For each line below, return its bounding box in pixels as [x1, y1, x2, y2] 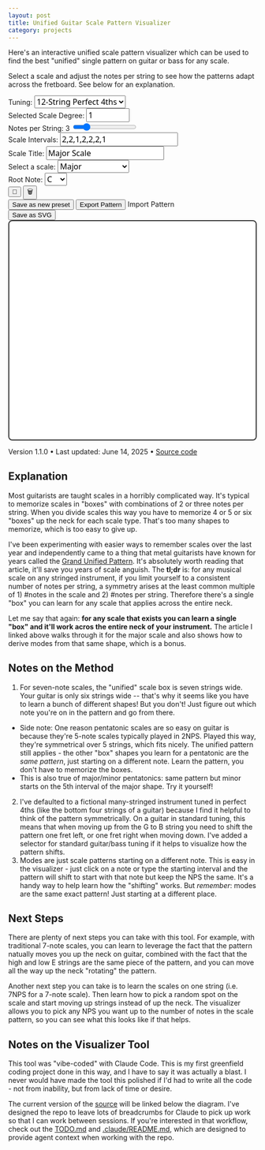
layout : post [8, 11, 51, 20]
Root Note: [8, 175, 43, 185]
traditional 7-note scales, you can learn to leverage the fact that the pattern [8, 941, 252, 950]
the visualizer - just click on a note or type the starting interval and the [19, 864, 248, 873]
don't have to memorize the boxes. [19, 764, 133, 774]
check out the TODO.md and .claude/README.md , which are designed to [8, 1125, 246, 1134]
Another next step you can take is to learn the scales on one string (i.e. [8, 981, 238, 991]
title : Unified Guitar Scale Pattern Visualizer [8, 19, 171, 27]
